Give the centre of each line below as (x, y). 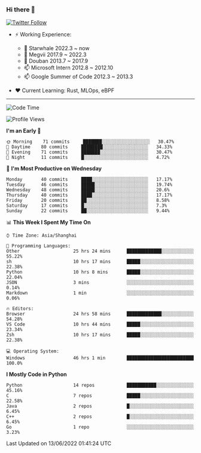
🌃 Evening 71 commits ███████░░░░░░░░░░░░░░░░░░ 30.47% (89, 152)
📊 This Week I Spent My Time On (48, 222)
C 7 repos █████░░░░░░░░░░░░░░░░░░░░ (100, 396)
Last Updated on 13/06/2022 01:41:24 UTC (59, 443)
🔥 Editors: (20, 309)
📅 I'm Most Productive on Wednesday (54, 169)
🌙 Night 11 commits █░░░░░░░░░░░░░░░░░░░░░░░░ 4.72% (88, 158)
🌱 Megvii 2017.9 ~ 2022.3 (55, 55)
